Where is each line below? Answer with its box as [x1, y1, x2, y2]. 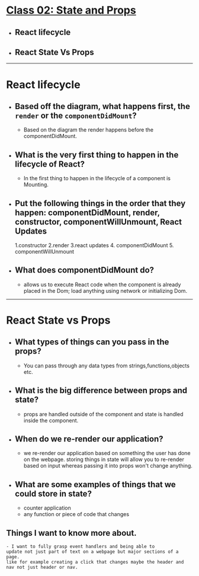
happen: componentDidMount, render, [14, 207, 160, 217]
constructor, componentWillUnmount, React [14, 217, 182, 227]
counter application [23, 504, 71, 511]
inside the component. [23, 417, 79, 424]
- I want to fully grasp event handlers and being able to [6, 543, 155, 550]
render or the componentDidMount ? [14, 110, 137, 120]
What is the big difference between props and [14, 386, 188, 396]
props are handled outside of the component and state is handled [23, 410, 184, 418]
